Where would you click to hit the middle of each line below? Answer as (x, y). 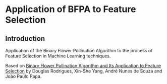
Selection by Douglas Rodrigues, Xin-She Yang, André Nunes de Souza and (84, 71)
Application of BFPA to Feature (71, 9)
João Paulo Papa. (23, 76)
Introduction (25, 38)
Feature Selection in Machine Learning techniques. (58, 56)
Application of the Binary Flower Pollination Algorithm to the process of (79, 51)
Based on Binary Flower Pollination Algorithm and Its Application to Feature (83, 66)
